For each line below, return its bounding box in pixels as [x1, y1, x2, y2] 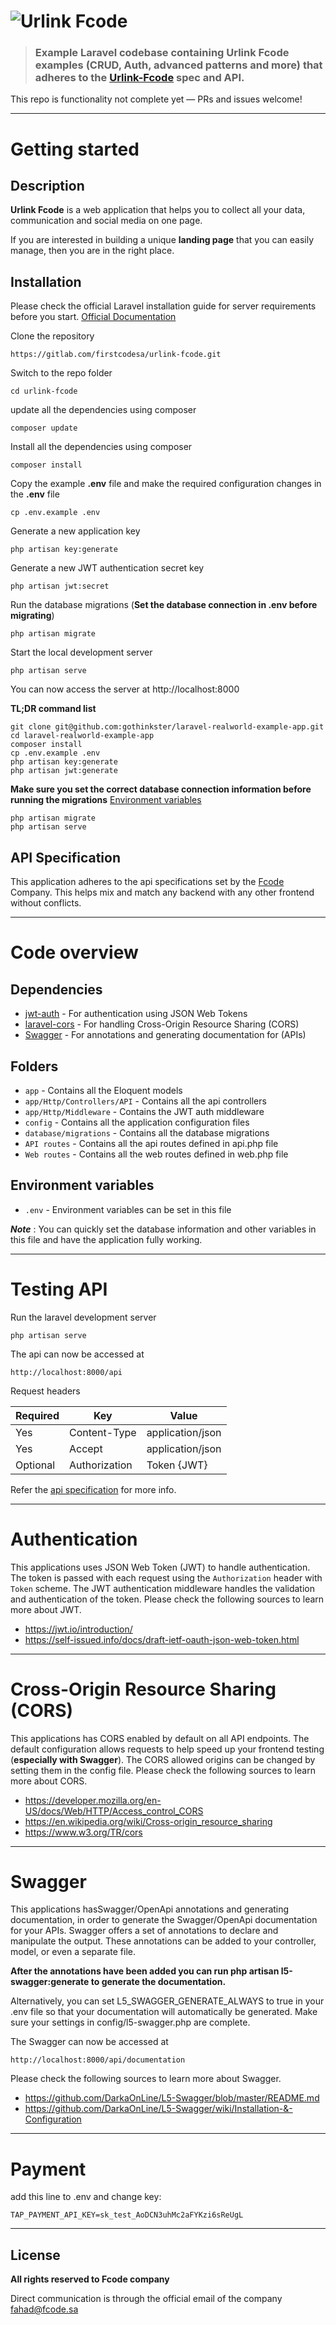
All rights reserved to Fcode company [10, 2273, 170, 2285]
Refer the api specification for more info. [10, 1483, 177, 1495]
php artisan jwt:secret [10, 581, 110, 592]
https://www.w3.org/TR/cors [24, 1826, 143, 1838]
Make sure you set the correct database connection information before [10, 783, 312, 795]
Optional [15, 1458, 56, 1472]
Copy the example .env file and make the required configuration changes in [10, 478, 322, 490]
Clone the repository [10, 330, 95, 342]
